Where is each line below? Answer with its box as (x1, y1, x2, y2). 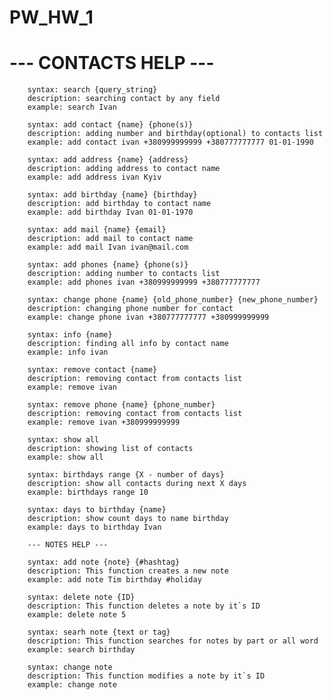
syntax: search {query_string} (27, 85, 158, 95)
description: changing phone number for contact (27, 304, 234, 314)
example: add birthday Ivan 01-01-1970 (27, 207, 194, 218)
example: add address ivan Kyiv (27, 172, 162, 183)
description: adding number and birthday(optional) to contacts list (27, 129, 324, 139)
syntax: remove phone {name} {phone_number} (27, 400, 216, 410)
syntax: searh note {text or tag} (27, 627, 171, 638)
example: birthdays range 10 (27, 487, 149, 498)
